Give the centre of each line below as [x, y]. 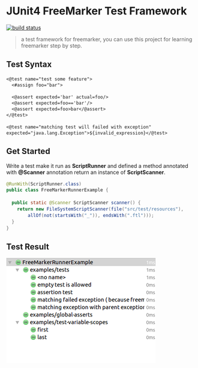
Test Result [28, 247]
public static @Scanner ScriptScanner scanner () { [76, 203]
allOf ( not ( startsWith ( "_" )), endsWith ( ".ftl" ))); [91, 215]
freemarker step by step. [51, 46]
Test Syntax [29, 64]
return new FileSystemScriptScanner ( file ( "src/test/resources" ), [100, 209]
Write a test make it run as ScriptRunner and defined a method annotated [97, 165]
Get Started [28, 151]
